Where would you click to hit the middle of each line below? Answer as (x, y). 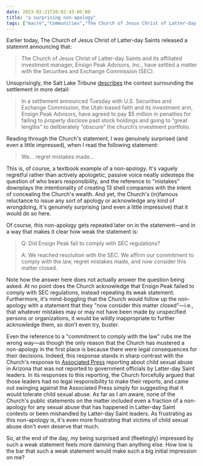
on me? (16, 458)
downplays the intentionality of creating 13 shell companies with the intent (99, 188)
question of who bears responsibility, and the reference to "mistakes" (93, 182)
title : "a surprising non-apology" (51, 18)
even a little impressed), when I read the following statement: (82, 145)
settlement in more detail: (38, 90)
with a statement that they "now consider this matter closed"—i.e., (111, 306)
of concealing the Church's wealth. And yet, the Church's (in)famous (92, 194)
